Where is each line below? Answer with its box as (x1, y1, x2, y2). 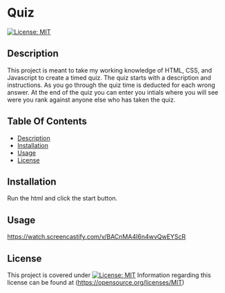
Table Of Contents (7, 115, 88, 127)
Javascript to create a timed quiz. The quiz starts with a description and (7, 73, 212, 82)
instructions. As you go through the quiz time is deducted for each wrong (7, 81, 215, 89)
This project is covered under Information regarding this (7, 271, 212, 279)
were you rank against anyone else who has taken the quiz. (7, 95, 176, 104)
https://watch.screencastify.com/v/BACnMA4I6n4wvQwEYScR (7, 233, 186, 241)
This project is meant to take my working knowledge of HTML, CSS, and (7, 66, 213, 74)
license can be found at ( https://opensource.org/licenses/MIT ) (7, 278, 185, 286)
